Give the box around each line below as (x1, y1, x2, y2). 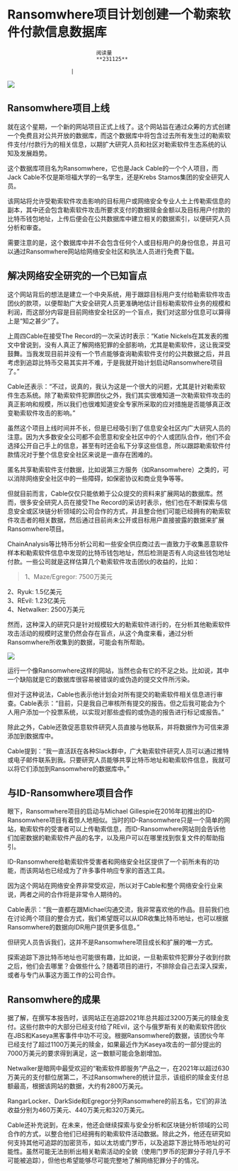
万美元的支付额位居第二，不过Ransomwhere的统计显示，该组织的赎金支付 (7, 1073, 223, 1082)
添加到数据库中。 (7, 731, 57, 740)
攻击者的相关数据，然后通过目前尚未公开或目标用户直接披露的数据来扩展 (13, 515, 225, 524)
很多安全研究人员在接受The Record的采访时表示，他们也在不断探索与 (19, 498, 222, 506)
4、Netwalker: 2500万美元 (7, 605, 85, 613)
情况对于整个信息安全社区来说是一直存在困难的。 (13, 450, 157, 459)
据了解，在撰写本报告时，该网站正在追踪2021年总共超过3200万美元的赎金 (7, 1014, 223, 1022)
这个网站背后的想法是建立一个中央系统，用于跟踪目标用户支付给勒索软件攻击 (7, 290, 231, 298)
